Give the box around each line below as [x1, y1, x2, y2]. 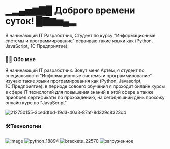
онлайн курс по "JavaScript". [5, 100, 68, 106]
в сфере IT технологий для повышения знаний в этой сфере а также [5, 89, 154, 95]
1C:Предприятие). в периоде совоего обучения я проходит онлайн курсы [5, 83, 165, 90]
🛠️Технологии [5, 123, 42, 130]
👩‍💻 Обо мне [5, 55, 36, 63]
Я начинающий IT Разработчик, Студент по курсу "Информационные [5, 32, 156, 38]
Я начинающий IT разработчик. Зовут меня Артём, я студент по [5, 67, 145, 73]
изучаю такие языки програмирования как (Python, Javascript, [5, 78, 143, 84]
